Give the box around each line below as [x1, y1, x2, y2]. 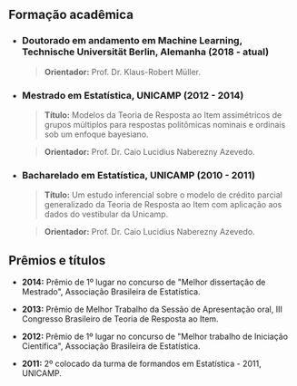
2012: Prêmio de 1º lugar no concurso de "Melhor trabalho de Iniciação [21, 331, 288, 343]
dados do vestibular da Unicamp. [44, 208, 169, 220]
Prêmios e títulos [8, 253, 106, 268]
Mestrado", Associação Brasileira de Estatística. [21, 286, 201, 297]
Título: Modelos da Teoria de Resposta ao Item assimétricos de [44, 109, 282, 121]
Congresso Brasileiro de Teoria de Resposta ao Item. [21, 314, 219, 324]
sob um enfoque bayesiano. [44, 129, 149, 140]
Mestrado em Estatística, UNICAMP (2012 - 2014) [21, 89, 244, 101]
